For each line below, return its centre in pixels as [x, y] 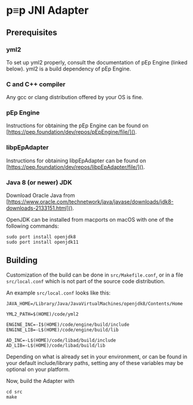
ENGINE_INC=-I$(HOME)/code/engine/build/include [68, 324]
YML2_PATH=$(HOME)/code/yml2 [42, 314]
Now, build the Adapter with [40, 381]
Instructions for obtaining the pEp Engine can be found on [77, 125]
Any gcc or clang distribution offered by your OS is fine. [75, 97]
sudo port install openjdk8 [41, 237]
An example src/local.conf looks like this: [58, 293]
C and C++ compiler [36, 84]
